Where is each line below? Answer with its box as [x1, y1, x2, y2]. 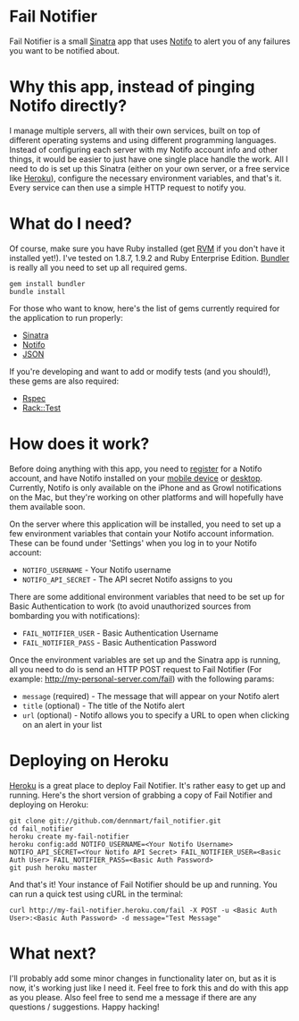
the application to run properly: [9, 312, 123, 323]
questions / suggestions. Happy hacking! [9, 1001, 160, 1012]
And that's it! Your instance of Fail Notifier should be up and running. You [9, 879, 278, 890]
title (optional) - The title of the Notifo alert [21, 700, 186, 711]
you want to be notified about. [9, 45, 120, 55]
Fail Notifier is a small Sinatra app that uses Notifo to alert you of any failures [9, 36, 291, 46]
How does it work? [9, 434, 150, 453]
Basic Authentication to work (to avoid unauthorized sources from [9, 601, 252, 612]
